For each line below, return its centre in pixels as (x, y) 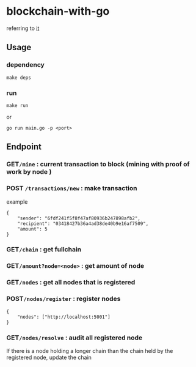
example (17, 202)
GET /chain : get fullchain (44, 250)
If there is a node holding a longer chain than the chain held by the (90, 350)
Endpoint (24, 147)
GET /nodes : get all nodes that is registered (71, 283)
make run (17, 105)
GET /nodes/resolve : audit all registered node (74, 338)
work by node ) (29, 172)
